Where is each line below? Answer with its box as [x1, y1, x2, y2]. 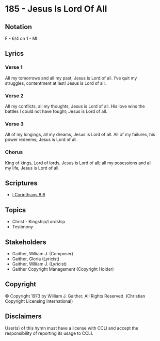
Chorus [5, 149, 23, 155]
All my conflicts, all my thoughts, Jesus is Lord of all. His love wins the [5, 103, 145, 109]
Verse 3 [5, 120, 24, 127]
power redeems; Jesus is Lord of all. [5, 137, 78, 142]
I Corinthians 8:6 [12, 192, 46, 198]
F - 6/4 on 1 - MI [5, 35, 38, 41]
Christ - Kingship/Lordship [12, 219, 65, 225]
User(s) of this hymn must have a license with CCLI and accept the [5, 325, 139, 331]
